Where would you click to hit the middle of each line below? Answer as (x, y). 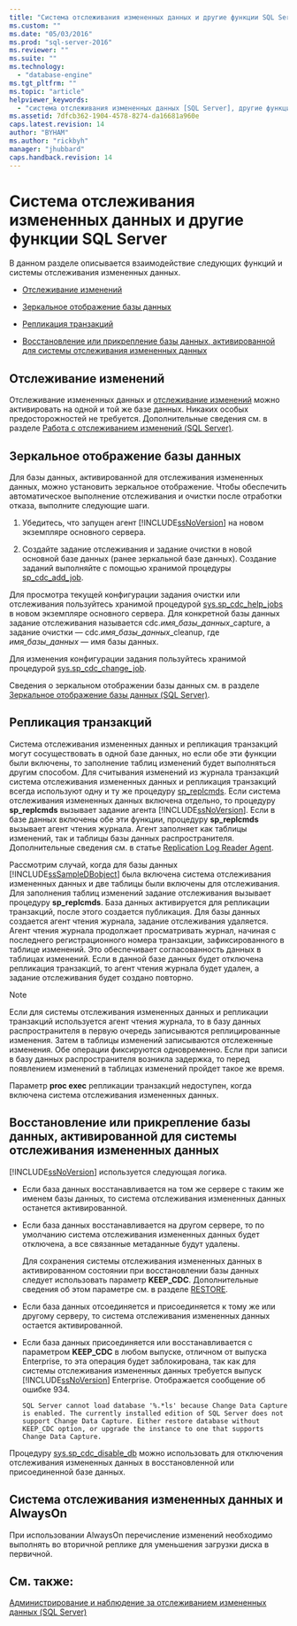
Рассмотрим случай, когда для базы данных (94, 864)
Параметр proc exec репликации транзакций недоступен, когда (130, 1085)
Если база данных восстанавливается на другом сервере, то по (143, 1225)
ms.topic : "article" (47, 91)
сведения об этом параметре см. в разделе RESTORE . (125, 1289)
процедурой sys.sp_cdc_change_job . (78, 669)
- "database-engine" (55, 75)
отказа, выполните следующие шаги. (80, 506)
